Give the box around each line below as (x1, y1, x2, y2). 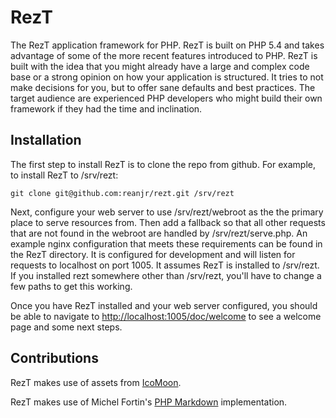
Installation (10, 132, 82, 149)
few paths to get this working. (10, 280, 133, 292)
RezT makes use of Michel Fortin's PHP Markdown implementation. (10, 396, 288, 408)
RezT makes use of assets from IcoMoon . (10, 376, 182, 388)
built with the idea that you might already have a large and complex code (10, 60, 310, 72)
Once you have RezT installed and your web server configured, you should (10, 299, 318, 311)
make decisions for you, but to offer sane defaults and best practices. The (10, 81, 316, 93)
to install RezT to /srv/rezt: (10, 169, 119, 181)
